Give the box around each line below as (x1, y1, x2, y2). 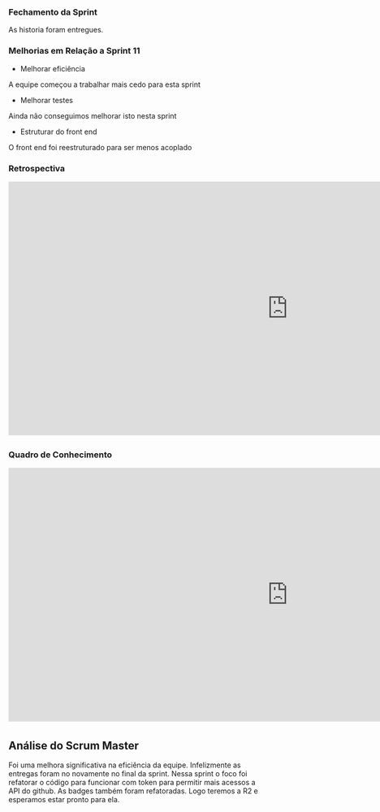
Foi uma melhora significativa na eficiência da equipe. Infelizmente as (8, 760, 241, 770)
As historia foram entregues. (8, 25, 104, 35)
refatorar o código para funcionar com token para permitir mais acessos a (8, 778, 256, 787)
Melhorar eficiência (19, 63, 85, 73)
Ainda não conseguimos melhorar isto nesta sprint (8, 110, 177, 120)
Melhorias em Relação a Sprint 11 (8, 45, 140, 57)
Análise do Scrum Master (8, 738, 140, 753)
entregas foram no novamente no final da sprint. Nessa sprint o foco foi (8, 769, 248, 778)
